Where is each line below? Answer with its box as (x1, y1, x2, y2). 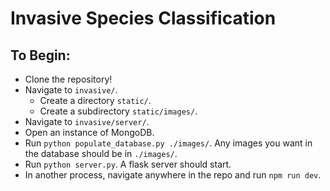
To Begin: (10, 47, 71, 64)
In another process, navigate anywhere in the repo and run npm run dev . (24, 169, 322, 181)
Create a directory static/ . (39, 95, 152, 106)
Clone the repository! (24, 73, 113, 85)
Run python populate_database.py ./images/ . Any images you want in (24, 137, 313, 149)
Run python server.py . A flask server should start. (24, 158, 232, 170)
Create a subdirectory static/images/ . (39, 105, 198, 117)
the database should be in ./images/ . (24, 148, 178, 159)
